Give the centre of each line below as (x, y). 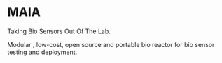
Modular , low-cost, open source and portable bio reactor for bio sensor (111, 44)
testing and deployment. (42, 52)
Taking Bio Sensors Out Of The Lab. (59, 31)
